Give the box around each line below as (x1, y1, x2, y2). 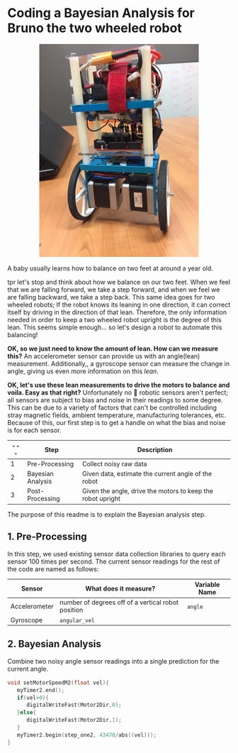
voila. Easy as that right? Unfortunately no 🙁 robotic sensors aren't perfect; (7, 388, 229, 397)
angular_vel (59, 617, 95, 624)
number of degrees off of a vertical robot (59, 598, 179, 607)
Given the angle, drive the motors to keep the (81, 487, 214, 495)
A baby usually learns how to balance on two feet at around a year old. (7, 264, 214, 273)
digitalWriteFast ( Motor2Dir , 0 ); (25, 701, 122, 709)
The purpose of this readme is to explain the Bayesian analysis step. (7, 510, 207, 519)
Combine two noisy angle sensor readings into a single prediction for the (7, 656, 220, 665)
